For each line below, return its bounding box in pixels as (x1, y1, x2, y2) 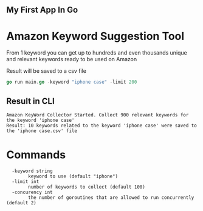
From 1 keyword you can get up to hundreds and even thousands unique (6, 49, 187, 56)
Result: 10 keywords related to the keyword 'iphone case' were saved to (6, 122, 198, 129)
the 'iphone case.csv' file (6, 128, 78, 134)
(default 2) (6, 199, 36, 206)
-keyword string (12, 168, 53, 174)
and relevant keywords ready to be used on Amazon (6, 56, 137, 63)
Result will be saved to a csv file (6, 67, 87, 75)
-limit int (12, 178, 40, 184)
